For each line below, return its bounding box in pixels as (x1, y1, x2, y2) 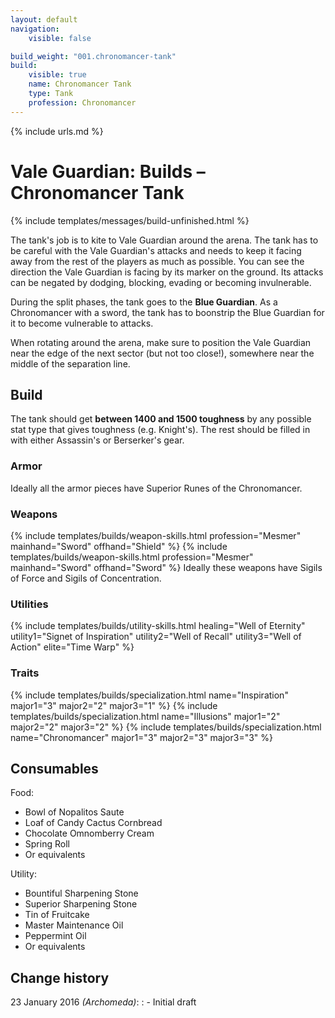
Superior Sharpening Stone (24, 898, 138, 910)
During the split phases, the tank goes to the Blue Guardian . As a (10, 296, 278, 308)
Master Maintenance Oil (24, 919, 124, 931)
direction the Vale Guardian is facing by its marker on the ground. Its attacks (10, 266, 324, 278)
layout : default (10, 14, 78, 25)
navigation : (10, 24, 60, 34)
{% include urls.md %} (10, 125, 104, 137)
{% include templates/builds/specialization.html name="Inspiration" (10, 689, 289, 701)
